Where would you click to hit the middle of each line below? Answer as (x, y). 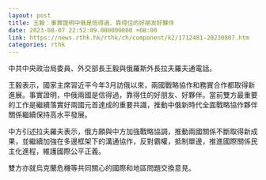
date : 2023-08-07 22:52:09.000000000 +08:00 (83, 30)
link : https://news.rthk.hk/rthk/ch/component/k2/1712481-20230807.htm (129, 37)
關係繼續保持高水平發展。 (50, 114)
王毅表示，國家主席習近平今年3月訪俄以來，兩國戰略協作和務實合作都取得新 (132, 85)
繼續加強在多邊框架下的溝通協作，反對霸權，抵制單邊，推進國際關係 (140, 141)
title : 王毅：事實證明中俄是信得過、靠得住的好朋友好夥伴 (91, 23)
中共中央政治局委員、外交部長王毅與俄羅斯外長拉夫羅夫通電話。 (112, 69)
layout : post (30, 15)
